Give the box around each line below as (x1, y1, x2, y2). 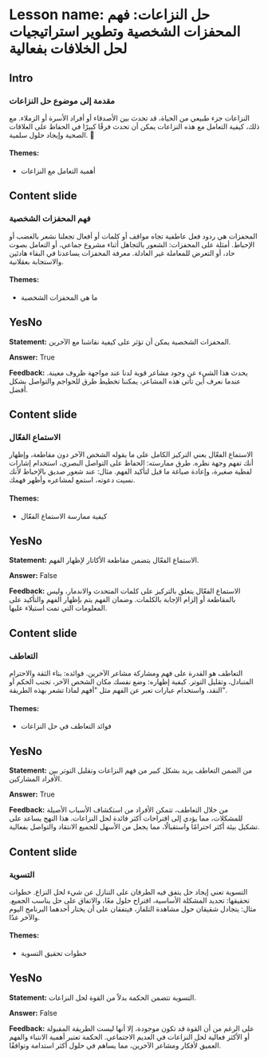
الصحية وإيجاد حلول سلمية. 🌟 (9, 130, 95, 140)
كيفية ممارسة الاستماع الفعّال (20, 511, 108, 521)
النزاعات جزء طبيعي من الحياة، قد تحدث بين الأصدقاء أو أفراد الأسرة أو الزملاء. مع (9, 113, 250, 123)
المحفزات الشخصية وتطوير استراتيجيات (9, 22, 241, 41)
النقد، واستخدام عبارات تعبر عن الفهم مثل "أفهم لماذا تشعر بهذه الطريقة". (9, 686, 227, 695)
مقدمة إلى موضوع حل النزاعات (9, 95, 115, 106)
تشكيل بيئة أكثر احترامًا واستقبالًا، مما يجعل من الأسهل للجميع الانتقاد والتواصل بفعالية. (9, 822, 260, 832)
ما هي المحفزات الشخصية (20, 293, 98, 302)
